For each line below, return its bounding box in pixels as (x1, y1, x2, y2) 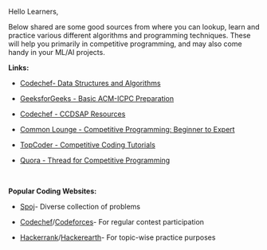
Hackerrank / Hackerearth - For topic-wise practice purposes (19, 232, 216, 242)
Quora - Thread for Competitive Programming (19, 155, 171, 165)
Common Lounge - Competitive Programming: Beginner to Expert (19, 125, 235, 134)
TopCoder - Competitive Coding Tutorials (19, 140, 155, 150)
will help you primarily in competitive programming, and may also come (8, 39, 242, 49)
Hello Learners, (8, 7, 59, 16)
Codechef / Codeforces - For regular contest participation (19, 217, 205, 226)
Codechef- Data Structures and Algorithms (19, 79, 161, 88)
